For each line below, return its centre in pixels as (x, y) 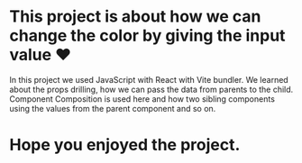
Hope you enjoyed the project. (125, 145)
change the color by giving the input (147, 36)
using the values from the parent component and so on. (113, 108)
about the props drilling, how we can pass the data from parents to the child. (151, 89)
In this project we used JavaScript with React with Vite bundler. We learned (149, 79)
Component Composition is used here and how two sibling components (142, 99)
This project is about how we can (135, 17)
